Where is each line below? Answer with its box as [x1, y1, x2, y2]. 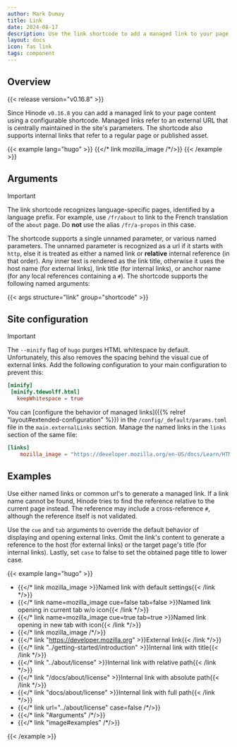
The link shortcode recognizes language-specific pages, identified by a [7, 205, 215, 214]
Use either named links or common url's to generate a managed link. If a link [7, 489, 229, 497]
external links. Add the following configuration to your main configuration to [7, 361, 227, 369]
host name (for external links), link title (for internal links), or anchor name [7, 264, 221, 272]
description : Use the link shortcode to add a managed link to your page [7, 30, 229, 37]
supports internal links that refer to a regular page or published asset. [7, 131, 209, 139]
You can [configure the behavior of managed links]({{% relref [7, 407, 186, 416]
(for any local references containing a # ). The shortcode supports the [7, 272, 208, 280]
